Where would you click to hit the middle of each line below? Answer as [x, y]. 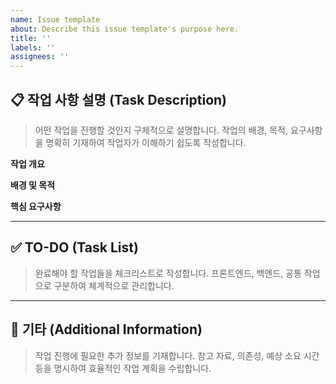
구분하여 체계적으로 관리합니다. [114, 285]
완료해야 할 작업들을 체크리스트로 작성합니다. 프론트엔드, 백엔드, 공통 [168, 273]
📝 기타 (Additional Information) [106, 329]
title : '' [31, 38]
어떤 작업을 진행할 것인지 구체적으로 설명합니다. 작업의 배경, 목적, [161, 130]
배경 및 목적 [33, 185]
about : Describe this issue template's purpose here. [125, 29]
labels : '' [33, 47]
